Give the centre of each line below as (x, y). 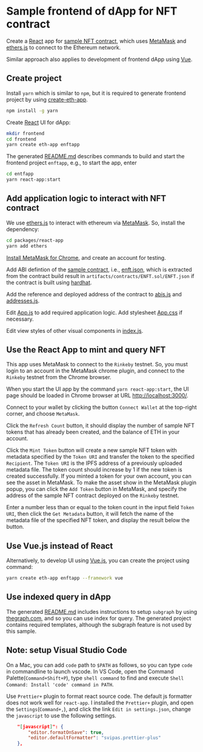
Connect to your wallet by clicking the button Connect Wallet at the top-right (101, 407)
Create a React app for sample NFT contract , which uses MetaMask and (96, 41)
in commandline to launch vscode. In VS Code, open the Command (90, 671)
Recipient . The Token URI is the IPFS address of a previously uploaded (95, 463)
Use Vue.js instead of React (60, 546)
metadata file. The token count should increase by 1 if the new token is (95, 470)
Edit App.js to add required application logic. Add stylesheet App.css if (95, 312)
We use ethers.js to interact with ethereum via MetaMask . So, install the (96, 223)
